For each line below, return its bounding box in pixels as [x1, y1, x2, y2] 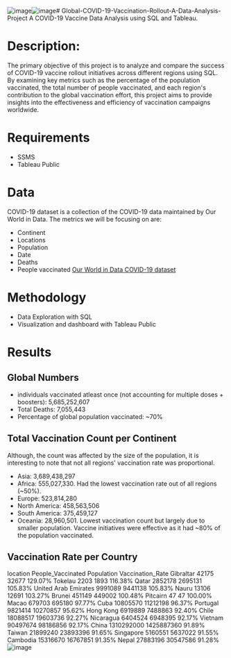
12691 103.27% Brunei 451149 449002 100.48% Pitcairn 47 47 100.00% [7, 591, 213, 600]
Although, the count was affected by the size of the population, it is [7, 451, 199, 459]
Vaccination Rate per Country [7, 551, 138, 563]
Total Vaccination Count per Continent [7, 433, 177, 445]
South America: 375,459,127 [17, 509, 99, 517]
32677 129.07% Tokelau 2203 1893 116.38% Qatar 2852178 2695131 [7, 577, 203, 585]
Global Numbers [7, 372, 79, 384]
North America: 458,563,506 [17, 501, 100, 510]
